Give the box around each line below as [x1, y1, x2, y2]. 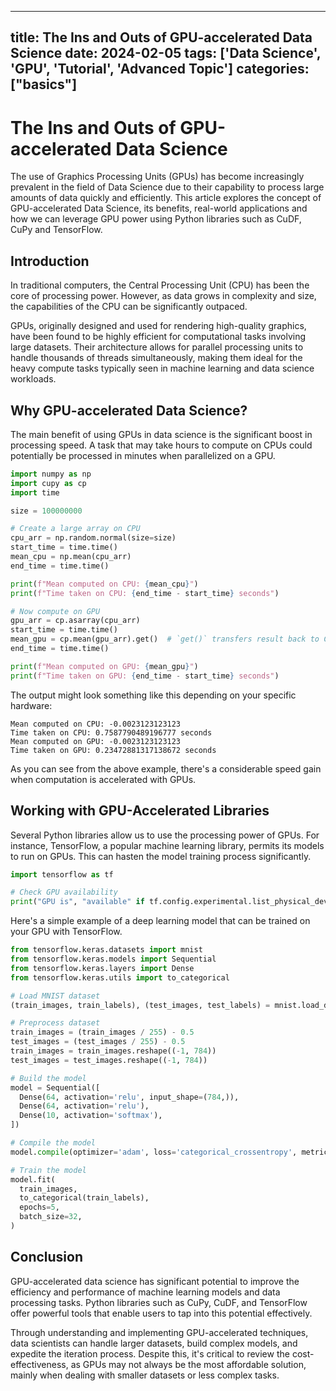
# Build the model [10, 1073, 87, 1083]
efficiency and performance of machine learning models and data [10, 1286, 281, 1298]
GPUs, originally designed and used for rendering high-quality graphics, [10, 320, 307, 332]
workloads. [10, 373, 57, 385]
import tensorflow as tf [10, 869, 114, 880]
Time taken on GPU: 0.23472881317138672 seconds [10, 745, 217, 755]
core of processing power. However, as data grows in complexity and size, [10, 290, 317, 302]
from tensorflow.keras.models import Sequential [10, 954, 217, 965]
